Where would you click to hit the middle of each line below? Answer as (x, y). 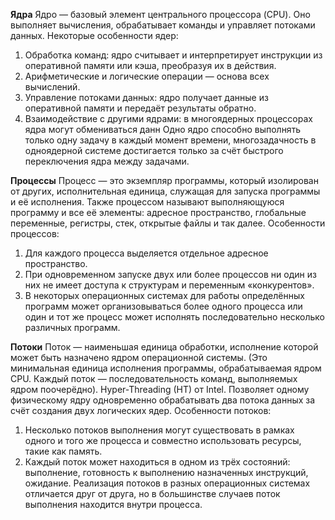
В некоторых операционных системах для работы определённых (164, 295)
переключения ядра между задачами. (107, 161)
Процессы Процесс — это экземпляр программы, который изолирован (164, 180)
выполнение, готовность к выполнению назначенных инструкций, (166, 472)
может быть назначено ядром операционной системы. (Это (139, 357)
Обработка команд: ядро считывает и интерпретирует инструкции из (173, 55)
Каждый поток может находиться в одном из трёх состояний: (157, 462)
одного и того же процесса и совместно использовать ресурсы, (163, 440)
